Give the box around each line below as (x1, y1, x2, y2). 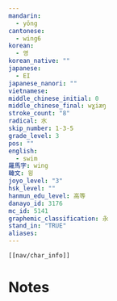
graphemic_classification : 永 (8, 215, 109, 223)
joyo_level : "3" (8, 177, 63, 186)
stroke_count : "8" (8, 110, 70, 118)
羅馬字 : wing (8, 162, 48, 170)
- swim (15, 154, 38, 162)
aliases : (8, 229, 38, 238)
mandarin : (8, 11, 42, 20)
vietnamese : (8, 86, 48, 95)
